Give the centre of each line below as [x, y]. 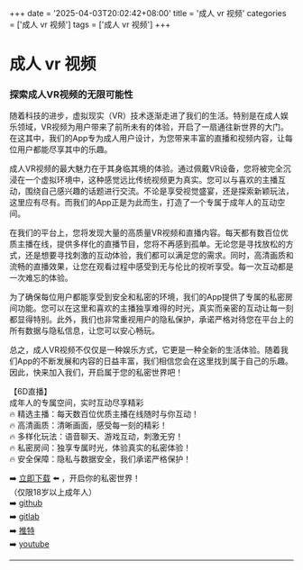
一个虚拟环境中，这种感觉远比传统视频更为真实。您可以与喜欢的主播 [151, 180]
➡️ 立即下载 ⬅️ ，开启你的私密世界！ [75, 478]
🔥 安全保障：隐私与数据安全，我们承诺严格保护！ [101, 459]
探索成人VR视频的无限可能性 [71, 95]
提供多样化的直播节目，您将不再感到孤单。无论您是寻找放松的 [171, 244]
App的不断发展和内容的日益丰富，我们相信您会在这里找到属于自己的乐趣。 [155, 361]
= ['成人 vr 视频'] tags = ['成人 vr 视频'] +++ [90, 24]
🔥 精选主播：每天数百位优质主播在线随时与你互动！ [105, 414]
